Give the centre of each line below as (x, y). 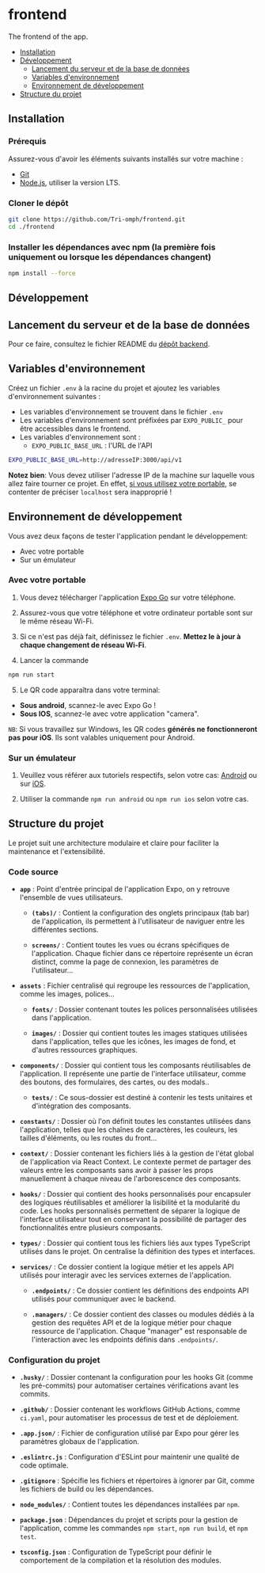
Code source (34, 871)
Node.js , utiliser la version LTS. (70, 182)
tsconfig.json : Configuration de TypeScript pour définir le (115, 1552)
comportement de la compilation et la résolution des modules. (120, 1560)
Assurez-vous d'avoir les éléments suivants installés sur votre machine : (126, 158)
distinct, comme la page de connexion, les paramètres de (125, 962)
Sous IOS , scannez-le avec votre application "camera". (109, 714)
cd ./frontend (32, 227)
